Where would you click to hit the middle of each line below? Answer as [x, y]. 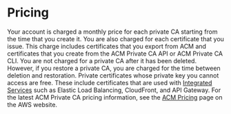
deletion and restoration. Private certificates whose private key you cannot [113, 75]
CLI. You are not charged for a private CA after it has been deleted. [102, 60]
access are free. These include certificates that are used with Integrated [110, 82]
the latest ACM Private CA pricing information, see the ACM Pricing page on [115, 97]
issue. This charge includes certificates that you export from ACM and [107, 46]
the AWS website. [32, 104]
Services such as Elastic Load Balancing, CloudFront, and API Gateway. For [114, 90]
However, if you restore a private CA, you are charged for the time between [114, 68]
